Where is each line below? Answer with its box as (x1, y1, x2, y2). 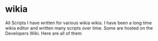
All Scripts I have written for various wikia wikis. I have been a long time (5, 20, 152, 26)
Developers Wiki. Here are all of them (5, 30, 82, 36)
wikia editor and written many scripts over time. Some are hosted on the (5, 25, 153, 31)
